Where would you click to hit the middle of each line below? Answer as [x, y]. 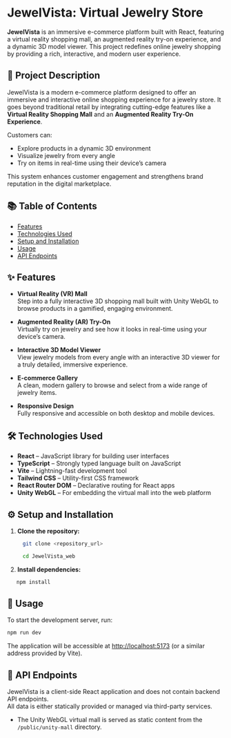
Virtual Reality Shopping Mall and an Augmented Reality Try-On [101, 114]
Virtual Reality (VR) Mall [52, 294]
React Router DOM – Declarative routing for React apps [96, 485]
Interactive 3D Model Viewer [59, 350]
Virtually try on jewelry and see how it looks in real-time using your [112, 329]
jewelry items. [37, 393]
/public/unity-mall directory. [59, 727]
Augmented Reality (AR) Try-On [64, 322]
